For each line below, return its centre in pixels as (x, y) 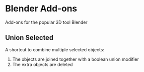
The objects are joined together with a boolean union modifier (75, 59)
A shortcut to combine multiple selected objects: (55, 49)
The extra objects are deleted (42, 64)
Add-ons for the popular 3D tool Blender (46, 22)
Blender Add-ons (41, 9)
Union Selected (29, 38)
